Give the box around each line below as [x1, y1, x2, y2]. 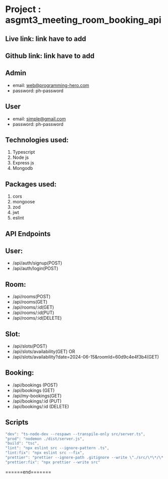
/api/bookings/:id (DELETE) [12, 403, 69, 409]
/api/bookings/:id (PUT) [12, 398, 62, 404]
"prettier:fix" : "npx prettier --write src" [5, 459, 100, 465]
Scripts [5, 418, 29, 427]
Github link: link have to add [5, 52, 95, 60]
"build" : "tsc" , [5, 441, 39, 446]
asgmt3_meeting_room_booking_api [5, 14, 161, 26]
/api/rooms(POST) [12, 293, 51, 299]
